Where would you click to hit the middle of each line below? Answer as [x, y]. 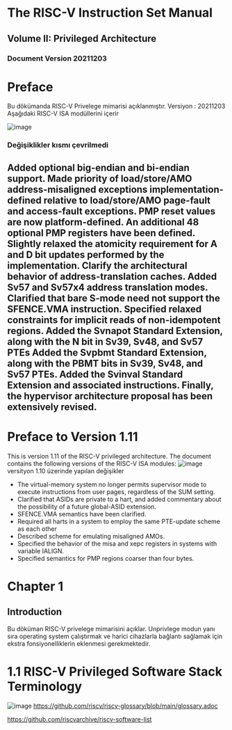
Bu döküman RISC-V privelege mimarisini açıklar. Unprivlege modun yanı [111, 628]
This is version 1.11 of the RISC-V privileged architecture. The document [109, 456]
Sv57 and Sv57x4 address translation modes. [108, 287]
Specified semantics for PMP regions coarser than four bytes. [106, 558]
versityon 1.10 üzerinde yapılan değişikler [66, 470]
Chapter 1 [35, 586]
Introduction [35, 612]
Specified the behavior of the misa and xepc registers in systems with [117, 543]
